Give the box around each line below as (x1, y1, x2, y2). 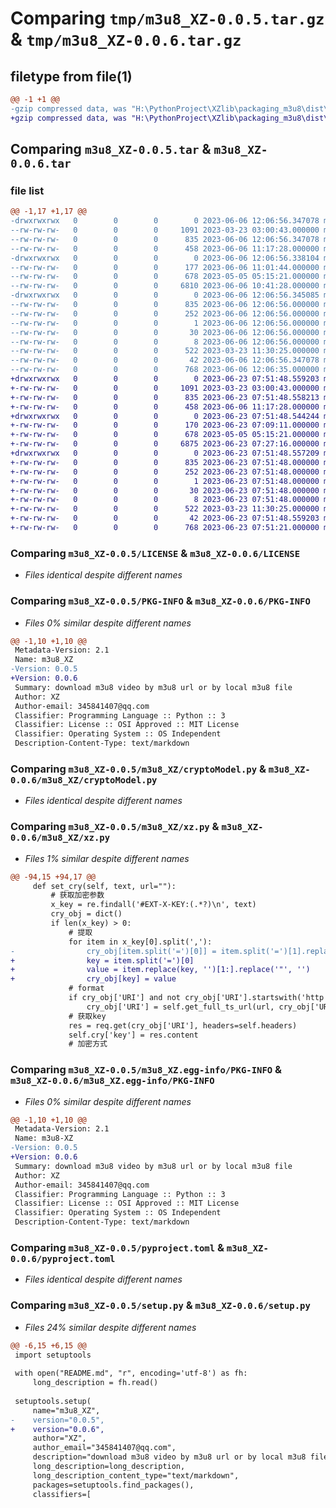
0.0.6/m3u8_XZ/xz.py (10, 832, 111, 844)
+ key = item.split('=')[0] (10, 955, 195, 966)
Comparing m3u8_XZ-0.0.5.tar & (10, 141, 212, 158)
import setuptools (14, 1350, 92, 1360)
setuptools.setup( (14, 1396, 92, 1406)
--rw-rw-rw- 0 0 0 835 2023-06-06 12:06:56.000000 (10, 300, 320, 310)
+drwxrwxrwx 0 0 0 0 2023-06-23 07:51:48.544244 (10, 411, 320, 421)
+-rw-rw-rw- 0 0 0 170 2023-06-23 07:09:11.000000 (10, 420, 320, 431)
